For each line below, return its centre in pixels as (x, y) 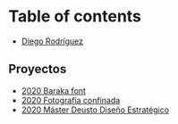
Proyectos (38, 69)
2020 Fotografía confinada (71, 100)
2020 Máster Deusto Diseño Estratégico (95, 110)
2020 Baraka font (54, 90)
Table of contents (75, 17)
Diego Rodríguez (52, 41)
